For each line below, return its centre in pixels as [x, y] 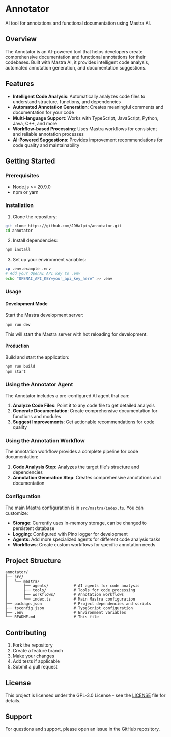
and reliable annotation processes [48, 134]
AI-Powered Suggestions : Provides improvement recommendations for [88, 140]
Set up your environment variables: [49, 260]
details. [13, 701]
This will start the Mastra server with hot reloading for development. [76, 334]
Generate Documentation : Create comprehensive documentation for [85, 411]
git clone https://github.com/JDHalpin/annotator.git [64, 226]
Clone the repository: [35, 216]
